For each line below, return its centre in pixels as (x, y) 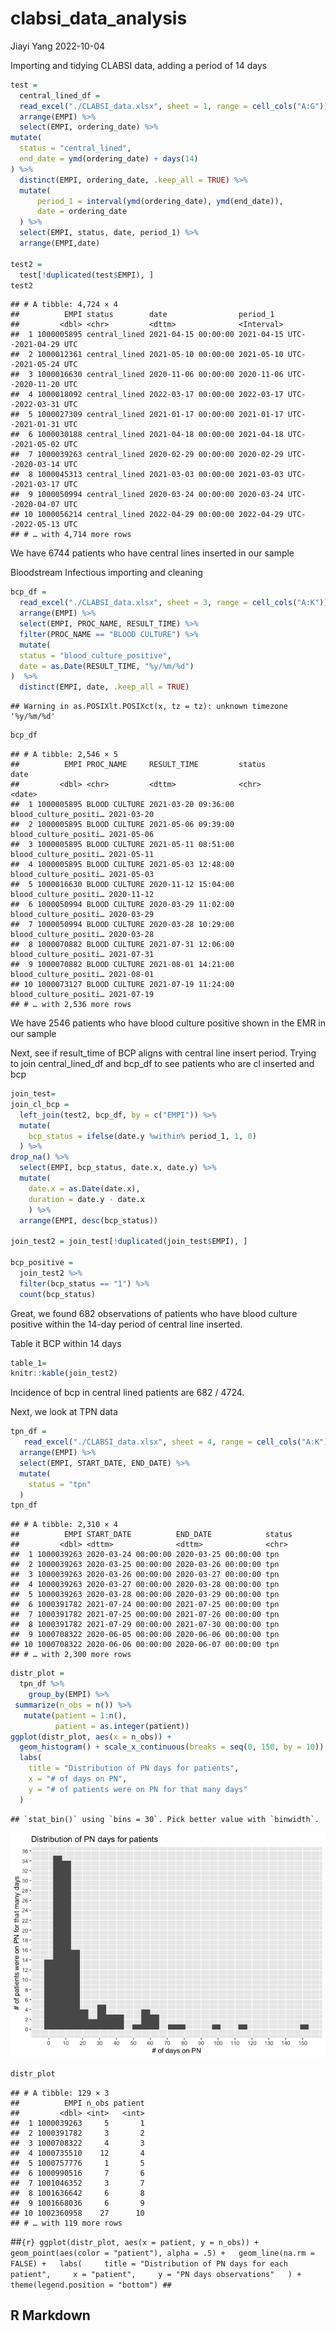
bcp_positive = (42, 1263)
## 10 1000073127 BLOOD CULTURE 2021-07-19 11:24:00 (122, 985)
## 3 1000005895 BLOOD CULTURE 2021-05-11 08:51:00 (122, 845)
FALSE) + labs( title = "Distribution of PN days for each (149, 2263)
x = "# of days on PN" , (78, 1779)
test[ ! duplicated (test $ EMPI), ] (87, 275)
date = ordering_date (82, 212)
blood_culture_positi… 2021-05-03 (82, 875)
